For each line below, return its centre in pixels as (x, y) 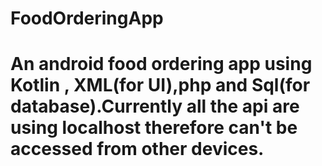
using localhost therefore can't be (154, 128)
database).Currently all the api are (155, 106)
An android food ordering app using (161, 64)
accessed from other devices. (137, 149)
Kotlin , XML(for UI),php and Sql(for (160, 85)
